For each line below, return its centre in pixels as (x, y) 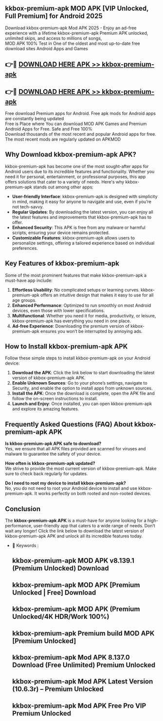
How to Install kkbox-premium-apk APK (66, 346)
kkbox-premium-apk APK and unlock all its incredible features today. (74, 536)
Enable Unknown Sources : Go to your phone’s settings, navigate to (80, 383)
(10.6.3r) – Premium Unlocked (58, 689)
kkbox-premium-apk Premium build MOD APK (83, 633)
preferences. (25, 248)
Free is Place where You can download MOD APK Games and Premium (76, 124)
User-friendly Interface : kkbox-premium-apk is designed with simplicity (85, 196)
